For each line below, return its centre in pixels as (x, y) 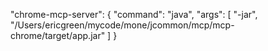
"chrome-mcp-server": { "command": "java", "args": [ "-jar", (134, 14)
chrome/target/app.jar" (58, 35)
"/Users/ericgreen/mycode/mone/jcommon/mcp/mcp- (122, 25)
